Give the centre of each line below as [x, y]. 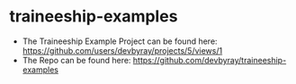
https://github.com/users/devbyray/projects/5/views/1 [122, 50]
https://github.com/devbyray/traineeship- [210, 60]
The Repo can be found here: [76, 60]
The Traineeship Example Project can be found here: [120, 41]
